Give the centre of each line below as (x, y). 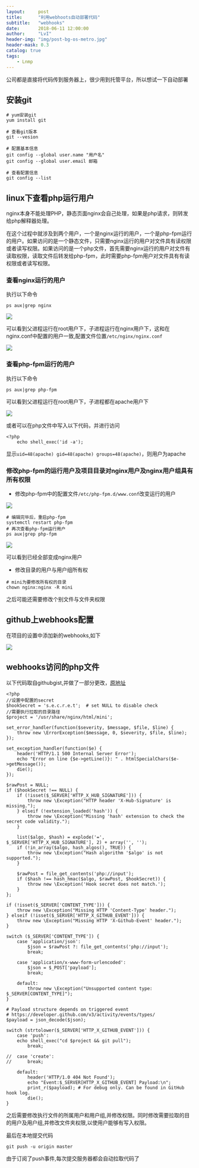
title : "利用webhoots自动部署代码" (53, 17)
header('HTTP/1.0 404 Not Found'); (72, 1077)
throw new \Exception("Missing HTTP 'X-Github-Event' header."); (99, 920)
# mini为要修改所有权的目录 (36, 582)
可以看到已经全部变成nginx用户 (44, 557)
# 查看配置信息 (22, 173)
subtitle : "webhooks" (36, 23)
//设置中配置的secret (30, 700)
